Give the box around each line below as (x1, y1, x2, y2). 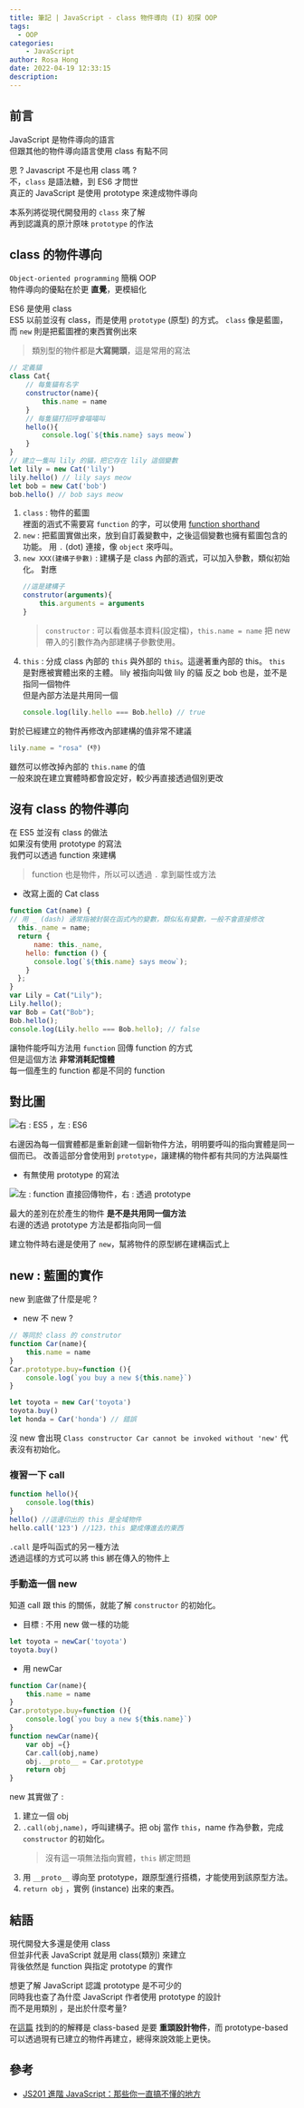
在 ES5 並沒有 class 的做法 (9, 827, 109, 838)
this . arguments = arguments (39, 600, 145, 609)
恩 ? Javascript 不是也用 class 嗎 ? (9, 164, 138, 175)
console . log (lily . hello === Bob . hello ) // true (22, 708, 206, 717)
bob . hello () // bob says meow (9, 490, 124, 499)
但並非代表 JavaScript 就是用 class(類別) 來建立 (9, 1949, 187, 1960)
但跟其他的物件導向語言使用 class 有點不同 (9, 145, 168, 156)
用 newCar (22, 1663, 62, 1674)
